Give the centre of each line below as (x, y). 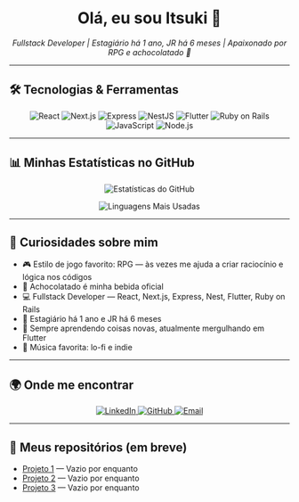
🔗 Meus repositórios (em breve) (98, 447)
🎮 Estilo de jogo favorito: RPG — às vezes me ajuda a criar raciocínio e (153, 264)
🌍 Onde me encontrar (72, 385)
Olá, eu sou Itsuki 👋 (149, 18)
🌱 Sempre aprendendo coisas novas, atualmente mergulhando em (143, 328)
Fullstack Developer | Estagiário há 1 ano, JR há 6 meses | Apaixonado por (149, 43)
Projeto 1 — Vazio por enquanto (80, 469)
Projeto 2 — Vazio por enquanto (81, 478)
